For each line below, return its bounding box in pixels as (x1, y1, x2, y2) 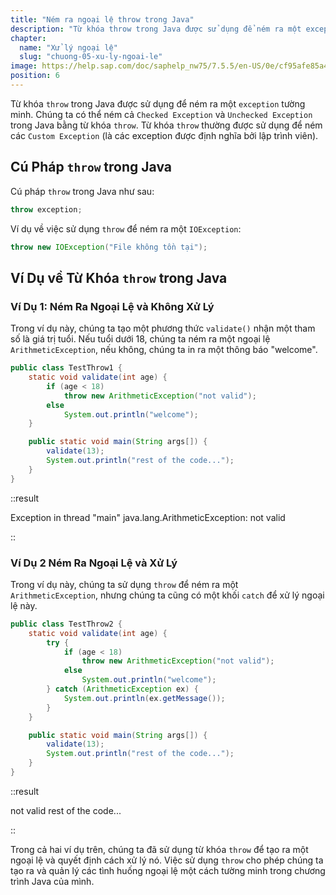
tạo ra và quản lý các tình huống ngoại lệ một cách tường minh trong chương (10, 864, 326, 876)
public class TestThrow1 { (10, 363, 123, 373)
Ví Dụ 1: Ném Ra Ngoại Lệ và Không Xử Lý (10, 299, 215, 313)
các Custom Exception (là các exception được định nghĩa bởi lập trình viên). (10, 129, 319, 141)
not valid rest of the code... (10, 804, 122, 816)
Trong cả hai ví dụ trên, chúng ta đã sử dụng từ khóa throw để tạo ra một (10, 843, 309, 855)
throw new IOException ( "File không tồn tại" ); (10, 242, 208, 252)
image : (10, 61, 38, 71)
